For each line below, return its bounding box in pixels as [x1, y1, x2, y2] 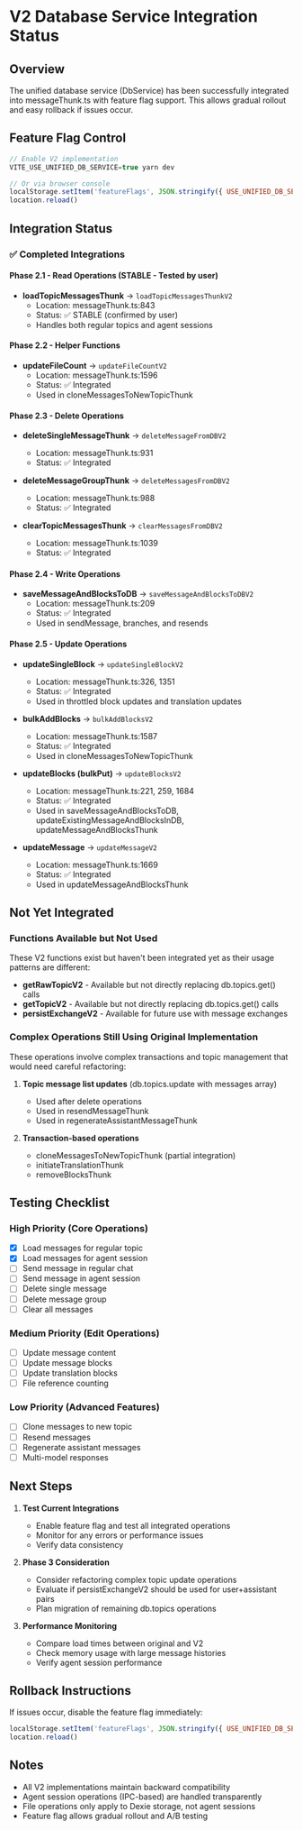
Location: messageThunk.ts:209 [35, 598, 155, 609]
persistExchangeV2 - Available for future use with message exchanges [22, 1008, 289, 1020]
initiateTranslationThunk [35, 1159, 124, 1170]
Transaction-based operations [22, 1132, 139, 1143]
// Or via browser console [9, 178, 111, 188]
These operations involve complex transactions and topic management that [9, 1051, 289, 1062]
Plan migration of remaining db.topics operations [35, 1603, 218, 1614]
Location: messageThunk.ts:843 [35, 299, 155, 310]
